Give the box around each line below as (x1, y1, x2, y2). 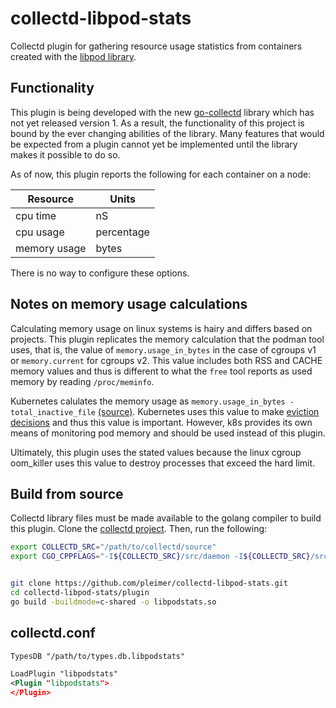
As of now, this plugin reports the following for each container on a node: (10, 168, 312, 180)
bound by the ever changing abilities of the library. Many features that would (10, 127, 325, 139)
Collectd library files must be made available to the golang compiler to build (10, 512, 322, 524)
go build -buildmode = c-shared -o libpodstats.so (10, 597, 217, 607)
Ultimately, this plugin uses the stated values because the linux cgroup (10, 446, 302, 458)
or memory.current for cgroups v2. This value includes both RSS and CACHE (10, 354, 323, 366)
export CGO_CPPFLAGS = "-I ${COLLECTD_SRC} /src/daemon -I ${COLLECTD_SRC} (10, 552, 311, 562)
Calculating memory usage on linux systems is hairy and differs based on (10, 322, 313, 334)
